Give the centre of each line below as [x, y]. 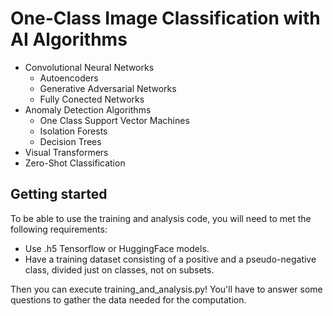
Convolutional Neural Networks [89, 67]
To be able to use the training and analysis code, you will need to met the [161, 218]
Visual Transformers [66, 152]
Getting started [59, 194]
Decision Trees [70, 141]
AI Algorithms [69, 39]
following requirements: [59, 229]
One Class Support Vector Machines [114, 120]
